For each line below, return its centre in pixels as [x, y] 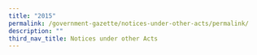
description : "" [36, 31]
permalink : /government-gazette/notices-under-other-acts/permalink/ [129, 23]
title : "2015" [33, 16]
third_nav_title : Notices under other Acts [83, 38]
